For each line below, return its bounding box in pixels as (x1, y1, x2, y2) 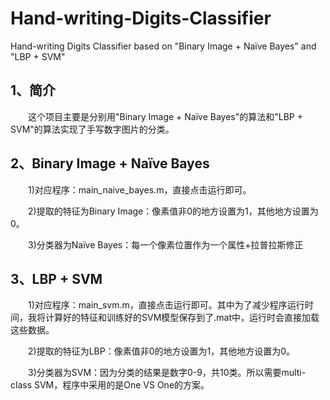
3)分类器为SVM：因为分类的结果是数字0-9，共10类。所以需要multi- (27, 367, 307, 379)
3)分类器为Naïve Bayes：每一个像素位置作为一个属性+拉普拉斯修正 (27, 238, 304, 251)
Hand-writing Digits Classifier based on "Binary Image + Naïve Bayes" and (10, 40, 317, 52)
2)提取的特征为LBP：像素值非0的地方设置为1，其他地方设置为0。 (27, 345, 296, 357)
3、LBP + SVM (10, 270, 103, 287)
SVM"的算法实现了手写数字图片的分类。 (10, 123, 175, 135)
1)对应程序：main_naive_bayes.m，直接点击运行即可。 (27, 183, 252, 196)
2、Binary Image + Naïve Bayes (10, 155, 210, 172)
